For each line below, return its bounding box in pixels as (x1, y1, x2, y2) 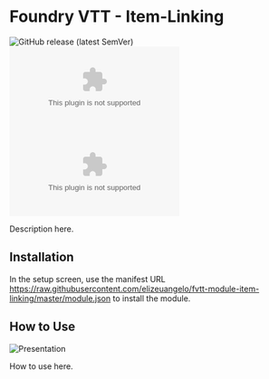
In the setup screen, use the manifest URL (9, 273, 166, 284)
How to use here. (9, 360, 74, 372)
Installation (9, 250, 74, 265)
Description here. (9, 223, 74, 234)
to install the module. (112, 292, 191, 304)
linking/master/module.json (9, 292, 111, 304)
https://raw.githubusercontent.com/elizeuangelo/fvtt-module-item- (9, 283, 260, 294)
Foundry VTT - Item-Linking (9, 6, 225, 27)
